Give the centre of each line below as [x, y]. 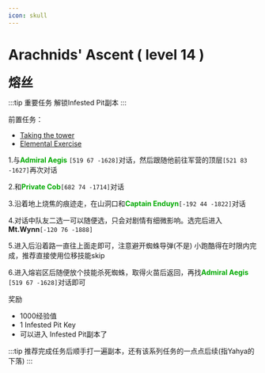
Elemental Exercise [51, 143]
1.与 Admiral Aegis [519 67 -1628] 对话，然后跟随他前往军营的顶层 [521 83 [128, 160]
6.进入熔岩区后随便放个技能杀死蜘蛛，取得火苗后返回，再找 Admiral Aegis [129, 272]
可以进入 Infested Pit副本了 [64, 334]
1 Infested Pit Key [48, 325]
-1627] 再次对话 [33, 169]
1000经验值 [38, 316]
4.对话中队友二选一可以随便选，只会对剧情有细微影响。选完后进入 [115, 220]
